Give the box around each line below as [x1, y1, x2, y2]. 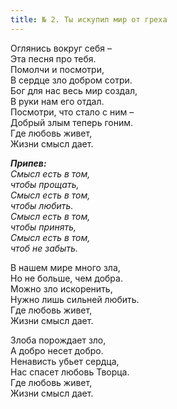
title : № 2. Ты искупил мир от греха [10, 14, 168, 25]
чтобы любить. [10, 199, 74, 211]
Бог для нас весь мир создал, [10, 84, 138, 96]
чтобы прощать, [10, 178, 80, 190]
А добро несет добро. [10, 344, 104, 356]
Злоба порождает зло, [10, 334, 107, 346]
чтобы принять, [10, 221, 77, 233]
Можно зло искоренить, [10, 282, 113, 295]
